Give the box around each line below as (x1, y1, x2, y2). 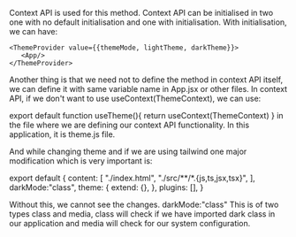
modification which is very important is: (9, 156, 153, 166)
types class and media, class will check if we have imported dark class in (9, 209, 276, 219)
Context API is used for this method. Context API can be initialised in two (9, 8, 274, 18)
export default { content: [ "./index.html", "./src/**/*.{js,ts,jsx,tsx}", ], (9, 172, 256, 183)
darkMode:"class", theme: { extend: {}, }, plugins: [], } (9, 182, 204, 193)
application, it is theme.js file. (9, 129, 116, 140)
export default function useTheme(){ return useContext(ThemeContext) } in (9, 111, 285, 120)
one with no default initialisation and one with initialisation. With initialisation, (9, 17, 287, 27)
